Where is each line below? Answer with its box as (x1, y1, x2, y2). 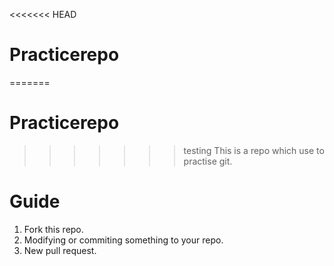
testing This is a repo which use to (183, 144, 325, 156)
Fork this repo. (23, 223, 84, 235)
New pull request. (23, 244, 97, 256)
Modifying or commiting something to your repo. (23, 234, 224, 246)
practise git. (183, 155, 233, 167)
